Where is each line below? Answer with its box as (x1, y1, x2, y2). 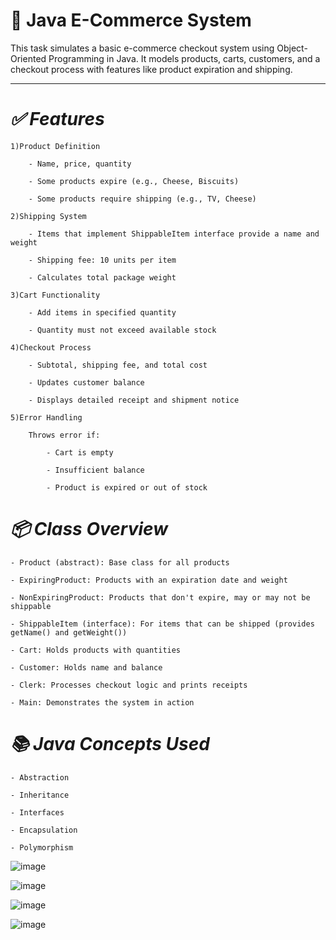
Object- (276, 42, 308, 54)
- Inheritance (10, 790, 70, 800)
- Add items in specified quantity (28, 307, 177, 318)
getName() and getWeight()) (10, 627, 128, 638)
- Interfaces (10, 807, 65, 818)
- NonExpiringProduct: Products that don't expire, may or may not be (10, 592, 311, 603)
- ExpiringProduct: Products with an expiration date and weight (10, 575, 288, 585)
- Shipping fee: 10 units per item (28, 255, 177, 265)
